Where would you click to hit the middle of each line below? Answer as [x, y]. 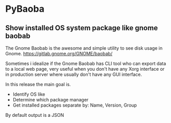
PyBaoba [25, 9]
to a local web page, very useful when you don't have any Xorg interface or [85, 69]
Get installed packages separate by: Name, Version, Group [75, 105]
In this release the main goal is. [38, 84]
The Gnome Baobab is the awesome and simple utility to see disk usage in [84, 48]
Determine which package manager [51, 100]
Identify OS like [29, 94]
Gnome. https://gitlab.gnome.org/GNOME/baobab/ [59, 54]
